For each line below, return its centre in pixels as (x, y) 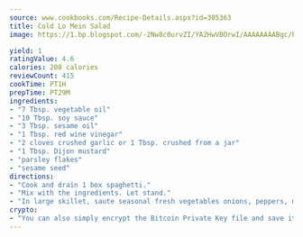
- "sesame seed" (40, 168)
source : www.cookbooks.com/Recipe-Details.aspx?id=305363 (120, 18)
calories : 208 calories (54, 68)
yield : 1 (26, 50)
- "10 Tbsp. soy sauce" (54, 118)
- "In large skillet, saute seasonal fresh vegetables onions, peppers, (149, 202)
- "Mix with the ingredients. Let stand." (90, 193)
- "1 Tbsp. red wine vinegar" (66, 135)
